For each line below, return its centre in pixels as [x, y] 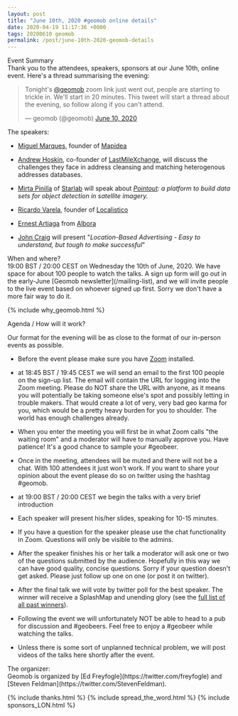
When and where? [34, 259]
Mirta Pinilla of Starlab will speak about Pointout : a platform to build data [124, 188]
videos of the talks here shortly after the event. [86, 655]
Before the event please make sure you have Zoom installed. [106, 359]
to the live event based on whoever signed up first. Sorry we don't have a [115, 289]
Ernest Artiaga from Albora [57, 224]
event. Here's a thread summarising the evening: [79, 76]
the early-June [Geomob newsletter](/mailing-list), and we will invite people [118, 281]
